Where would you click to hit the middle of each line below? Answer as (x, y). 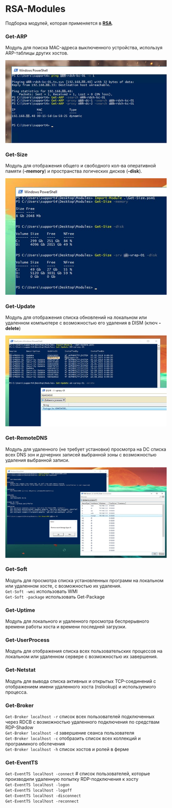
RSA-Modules (35, 9)
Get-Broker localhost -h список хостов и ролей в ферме (67, 749)
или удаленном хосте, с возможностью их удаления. (63, 586)
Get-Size (17, 155)
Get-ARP (16, 36)
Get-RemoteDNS (26, 438)
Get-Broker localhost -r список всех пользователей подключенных (80, 717)
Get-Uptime (20, 610)
